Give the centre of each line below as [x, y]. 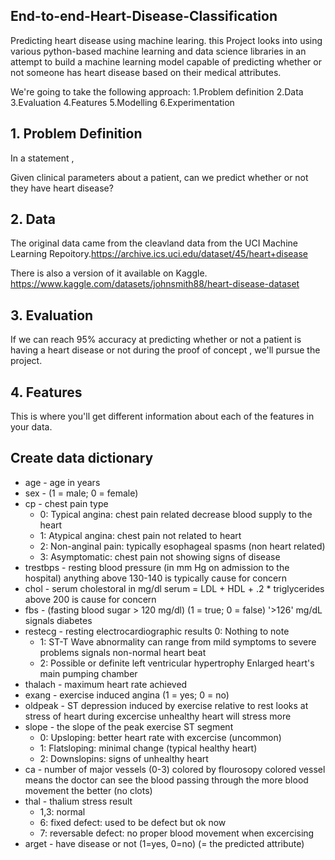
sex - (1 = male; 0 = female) [81, 493]
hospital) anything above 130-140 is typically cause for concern [155, 578]
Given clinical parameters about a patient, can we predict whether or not [159, 177]
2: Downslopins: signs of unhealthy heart [124, 758]
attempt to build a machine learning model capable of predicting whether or [166, 61]
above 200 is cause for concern [90, 599]
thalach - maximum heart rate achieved [106, 684]
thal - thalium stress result [78, 801]
